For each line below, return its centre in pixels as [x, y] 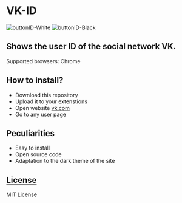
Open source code [38, 154]
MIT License [22, 194]
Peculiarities [30, 133]
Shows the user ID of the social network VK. [91, 46]
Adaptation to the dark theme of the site [65, 161]
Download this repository [46, 95]
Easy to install [32, 148]
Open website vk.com [42, 108]
